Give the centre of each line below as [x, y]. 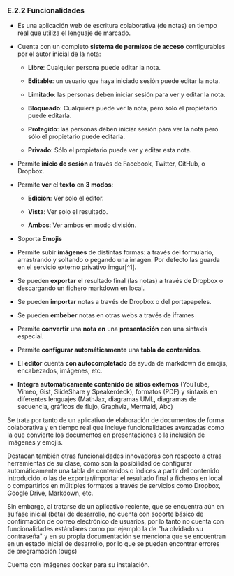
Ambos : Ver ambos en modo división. [82, 225]
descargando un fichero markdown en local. [81, 288]
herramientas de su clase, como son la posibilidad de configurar [100, 463]
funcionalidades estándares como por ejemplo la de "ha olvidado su [105, 529]
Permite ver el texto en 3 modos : [65, 185]
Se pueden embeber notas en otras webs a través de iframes [106, 315]
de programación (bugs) [42, 552]
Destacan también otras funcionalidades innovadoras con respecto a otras [115, 456]
